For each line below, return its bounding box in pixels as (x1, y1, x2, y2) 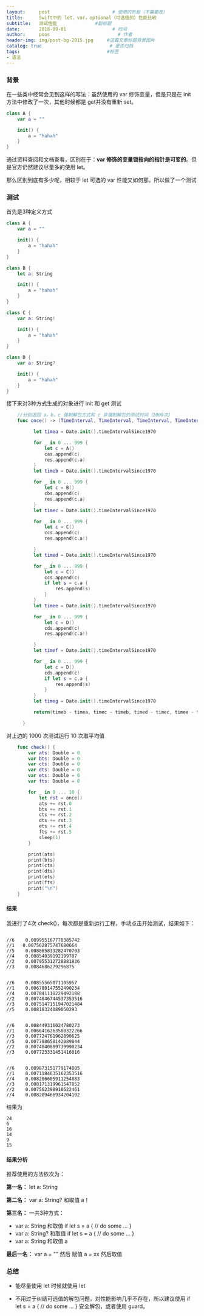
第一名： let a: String (6, 1184, 58, 1191)
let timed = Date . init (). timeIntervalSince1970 (33, 552, 156, 558)
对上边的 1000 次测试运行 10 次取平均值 (6, 732, 105, 739)
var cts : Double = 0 (28, 761, 80, 767)
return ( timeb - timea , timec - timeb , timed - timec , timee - (33, 709, 194, 715)
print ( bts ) (28, 857, 56, 863)
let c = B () (44, 485, 75, 491)
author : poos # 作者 (6, 32, 132, 38)
